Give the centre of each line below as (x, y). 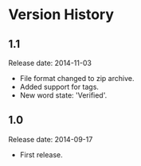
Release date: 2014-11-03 (50, 63)
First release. (41, 154)
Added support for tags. (59, 87)
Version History (61, 15)
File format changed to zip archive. (77, 78)
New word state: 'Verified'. (63, 95)
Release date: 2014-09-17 (51, 139)
